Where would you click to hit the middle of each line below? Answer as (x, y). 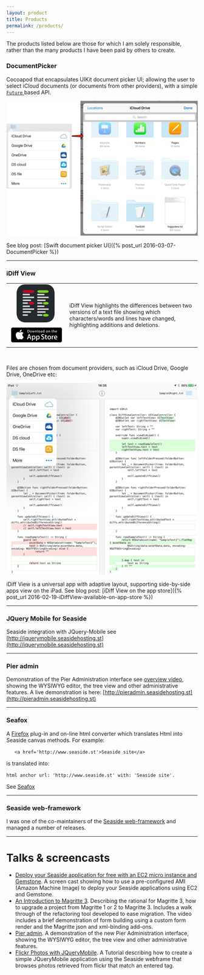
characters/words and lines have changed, (123, 318)
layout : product (27, 13)
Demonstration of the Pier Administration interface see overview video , (95, 680)
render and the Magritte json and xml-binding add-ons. (84, 926)
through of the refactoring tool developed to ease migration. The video (104, 913)
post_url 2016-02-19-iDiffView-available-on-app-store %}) (80, 597)
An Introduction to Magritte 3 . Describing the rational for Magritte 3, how (105, 901)
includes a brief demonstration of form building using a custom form (100, 920)
